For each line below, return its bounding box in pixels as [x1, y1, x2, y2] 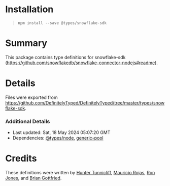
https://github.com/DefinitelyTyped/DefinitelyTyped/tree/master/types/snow [5, 99, 165, 105]
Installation [5, 4, 54, 15]
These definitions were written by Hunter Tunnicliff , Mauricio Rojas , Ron [5, 170, 155, 176]
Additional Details [5, 118, 50, 125]
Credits [5, 153, 37, 164]
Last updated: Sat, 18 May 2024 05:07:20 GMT [12, 129, 111, 136]
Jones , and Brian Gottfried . [5, 175, 62, 181]
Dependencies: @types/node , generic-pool [12, 135, 104, 141]
